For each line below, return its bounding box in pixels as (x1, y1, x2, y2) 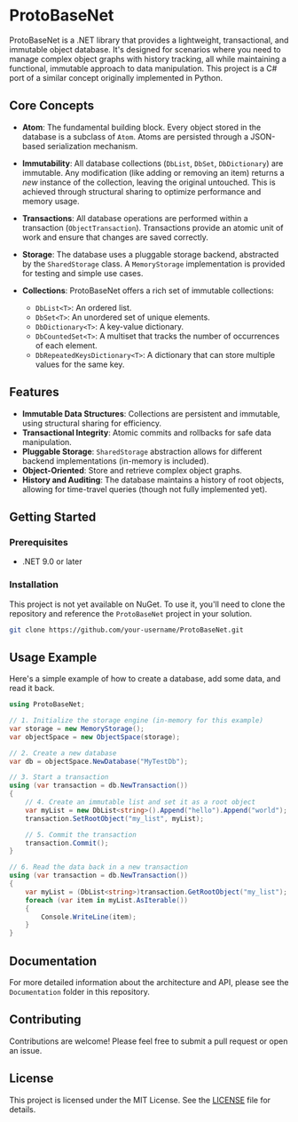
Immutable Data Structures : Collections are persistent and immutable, (21, 408, 281, 418)
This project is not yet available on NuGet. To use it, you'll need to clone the (9, 599, 286, 609)
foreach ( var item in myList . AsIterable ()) (25, 895, 189, 904)
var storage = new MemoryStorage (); (9, 724, 145, 733)
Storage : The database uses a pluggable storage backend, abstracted (21, 249, 279, 259)
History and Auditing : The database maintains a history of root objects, (21, 474, 285, 485)
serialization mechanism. (47, 140, 138, 151)
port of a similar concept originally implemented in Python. (9, 72, 223, 83)
